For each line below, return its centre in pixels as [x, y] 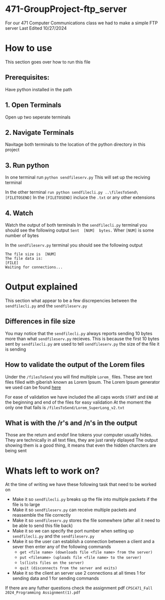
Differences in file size [40, 322]
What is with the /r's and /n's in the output [71, 423]
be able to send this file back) [42, 526]
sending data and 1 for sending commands [56, 578]
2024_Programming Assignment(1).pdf [43, 593]
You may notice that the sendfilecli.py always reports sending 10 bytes [79, 333]
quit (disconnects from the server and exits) [68, 568]
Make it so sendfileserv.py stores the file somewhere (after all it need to [86, 520]
